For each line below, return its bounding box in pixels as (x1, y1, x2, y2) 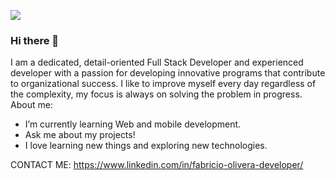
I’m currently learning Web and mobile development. (24, 118, 242, 130)
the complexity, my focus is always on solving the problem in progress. (10, 88, 303, 100)
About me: (10, 99, 53, 111)
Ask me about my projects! (24, 129, 136, 141)
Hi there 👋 (10, 33, 60, 47)
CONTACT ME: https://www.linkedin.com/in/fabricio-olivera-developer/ (10, 159, 304, 171)
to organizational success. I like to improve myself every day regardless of (10, 78, 317, 90)
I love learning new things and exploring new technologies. (24, 140, 268, 152)
